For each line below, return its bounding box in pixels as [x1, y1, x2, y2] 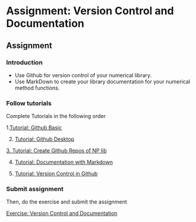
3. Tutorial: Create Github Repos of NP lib [6, 147, 107, 154]
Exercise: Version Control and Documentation [6, 210, 118, 217]
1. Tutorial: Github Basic [6, 124, 62, 131]
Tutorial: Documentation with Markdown [14, 158, 113, 166]
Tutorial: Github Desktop [14, 135, 75, 143]
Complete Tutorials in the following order [6, 113, 106, 120]
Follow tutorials [6, 99, 52, 107]
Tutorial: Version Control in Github [14, 170, 98, 177]
